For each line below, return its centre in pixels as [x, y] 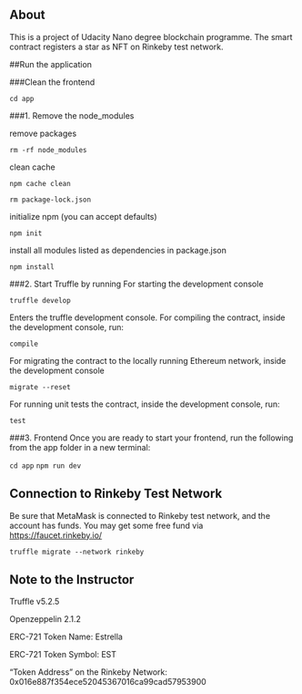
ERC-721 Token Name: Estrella [66, 637]
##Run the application [51, 64]
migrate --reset [40, 387]
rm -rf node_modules [49, 150]
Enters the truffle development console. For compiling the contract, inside [147, 317]
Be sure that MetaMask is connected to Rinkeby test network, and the [140, 515]
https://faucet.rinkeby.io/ [56, 535]
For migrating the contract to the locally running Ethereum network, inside [148, 360]
